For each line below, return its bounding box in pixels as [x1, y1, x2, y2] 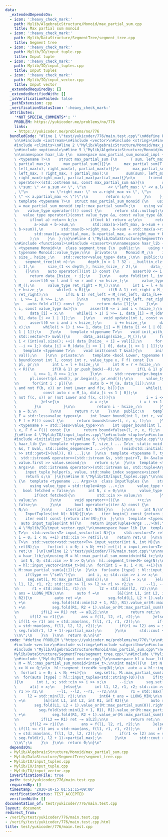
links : [14, 124, 28, 129]
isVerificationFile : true [9, 773, 64, 778]
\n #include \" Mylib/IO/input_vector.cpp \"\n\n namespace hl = [14, 656, 144, 661]
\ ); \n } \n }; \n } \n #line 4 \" [14, 236, 97, 241]
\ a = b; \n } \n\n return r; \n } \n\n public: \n [14, 409, 144, 414]
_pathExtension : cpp [9, 101, 52, 106]
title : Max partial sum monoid [14, 26, 79, 31]
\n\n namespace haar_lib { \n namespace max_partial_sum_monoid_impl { [14, 152, 164, 157]
